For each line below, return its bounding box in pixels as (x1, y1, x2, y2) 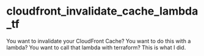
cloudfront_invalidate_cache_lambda (6, 4, 199, 18)
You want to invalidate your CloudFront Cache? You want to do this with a (6, 37, 191, 44)
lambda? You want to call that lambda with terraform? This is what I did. (6, 44, 186, 51)
